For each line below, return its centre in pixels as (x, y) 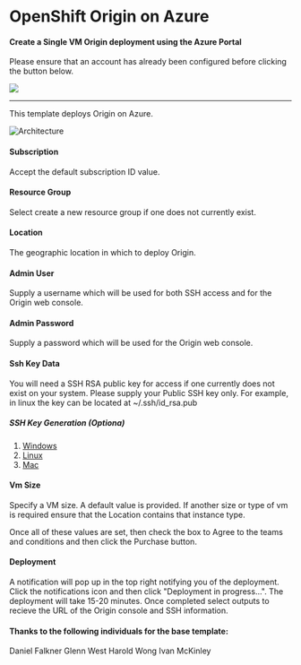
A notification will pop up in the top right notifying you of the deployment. (144, 582)
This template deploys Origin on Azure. (82, 114)
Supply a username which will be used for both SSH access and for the (141, 293)
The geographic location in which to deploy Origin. (103, 252)
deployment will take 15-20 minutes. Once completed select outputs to (140, 600)
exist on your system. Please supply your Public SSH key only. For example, (149, 393)
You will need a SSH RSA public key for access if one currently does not (142, 384)
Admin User (32, 273)
